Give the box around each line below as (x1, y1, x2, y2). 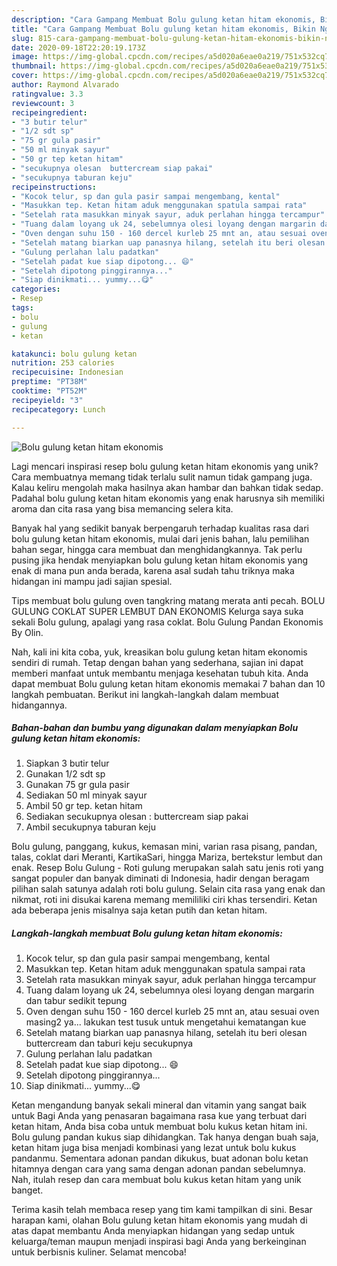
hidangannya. (11, 699, 68, 711)
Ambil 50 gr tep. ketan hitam (25, 800, 143, 812)
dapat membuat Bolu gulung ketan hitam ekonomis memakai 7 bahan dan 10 (11, 677, 326, 690)
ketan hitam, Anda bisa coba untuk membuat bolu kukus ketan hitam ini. (11, 1121, 308, 1133)
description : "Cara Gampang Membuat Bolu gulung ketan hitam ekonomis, (11, 14, 316, 25)
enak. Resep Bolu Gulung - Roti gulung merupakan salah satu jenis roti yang (11, 862, 324, 874)
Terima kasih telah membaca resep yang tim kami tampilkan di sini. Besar (11, 1204, 313, 1216)
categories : (11, 284, 61, 295)
